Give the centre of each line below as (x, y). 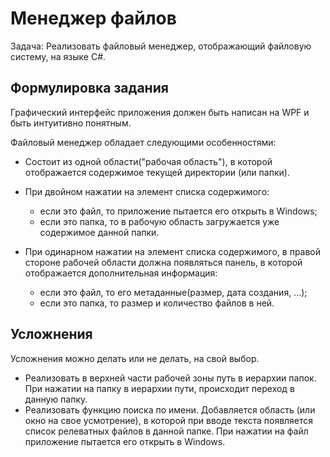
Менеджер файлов (93, 18)
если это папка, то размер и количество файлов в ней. (157, 303)
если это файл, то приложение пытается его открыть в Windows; (178, 211)
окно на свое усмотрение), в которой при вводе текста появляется (169, 420)
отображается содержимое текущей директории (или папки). (157, 172)
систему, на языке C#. (58, 56)
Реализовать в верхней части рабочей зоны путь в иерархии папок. (170, 378)
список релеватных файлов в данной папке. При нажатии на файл (166, 431)
